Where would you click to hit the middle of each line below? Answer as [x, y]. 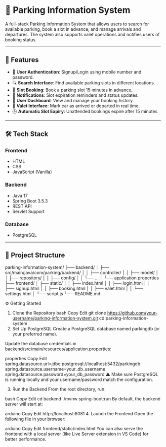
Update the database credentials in [41, 343]
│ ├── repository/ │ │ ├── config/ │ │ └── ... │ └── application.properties [82, 278]
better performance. [26, 439]
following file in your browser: [35, 419]
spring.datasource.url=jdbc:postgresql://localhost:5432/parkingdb [73, 364]
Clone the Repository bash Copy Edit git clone [59, 313]
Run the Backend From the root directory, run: [59, 389]
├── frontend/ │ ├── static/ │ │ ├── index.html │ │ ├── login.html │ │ [78, 283]
